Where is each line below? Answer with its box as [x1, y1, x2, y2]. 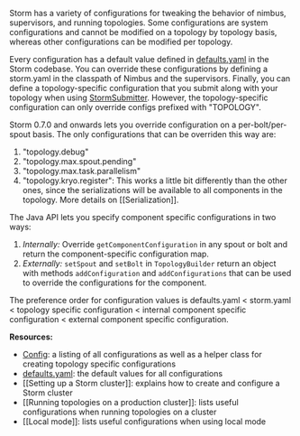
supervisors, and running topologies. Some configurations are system [9, 17, 268, 28]
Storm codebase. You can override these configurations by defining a [9, 63, 268, 74]
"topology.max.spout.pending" [22, 156, 137, 166]
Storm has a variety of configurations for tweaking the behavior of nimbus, [9, 8, 286, 18]
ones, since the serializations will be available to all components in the [22, 185, 283, 195]
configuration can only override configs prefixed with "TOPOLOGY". [9, 102, 261, 112]
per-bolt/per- [238, 119, 287, 130]
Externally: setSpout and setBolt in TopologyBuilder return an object [22, 258, 277, 269]
